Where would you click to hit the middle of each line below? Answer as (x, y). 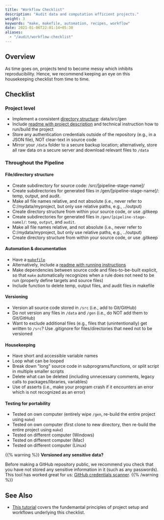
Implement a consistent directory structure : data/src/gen (69, 119)
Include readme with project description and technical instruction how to (85, 124)
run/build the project (33, 129)
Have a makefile (29, 260)
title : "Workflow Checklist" (35, 10)
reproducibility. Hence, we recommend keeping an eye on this (68, 73)
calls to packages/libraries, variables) (50, 382)
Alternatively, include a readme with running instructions (69, 264)
